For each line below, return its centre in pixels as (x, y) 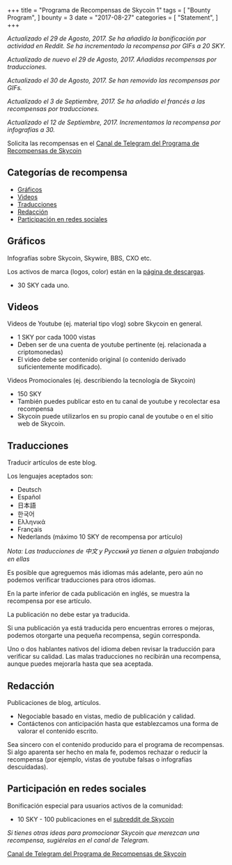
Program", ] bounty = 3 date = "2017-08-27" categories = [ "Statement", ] (113, 17)
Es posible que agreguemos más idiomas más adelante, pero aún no (105, 573)
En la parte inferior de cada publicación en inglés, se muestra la (99, 594)
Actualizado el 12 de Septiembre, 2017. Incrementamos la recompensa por (114, 122)
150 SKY (29, 394)
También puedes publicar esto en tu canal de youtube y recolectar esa (119, 402)
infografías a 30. (31, 130)
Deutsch (29, 490)
